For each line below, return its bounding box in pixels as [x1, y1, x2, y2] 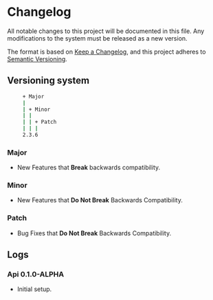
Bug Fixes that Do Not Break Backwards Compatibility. [16, 228, 172, 237]
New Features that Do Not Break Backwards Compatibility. [16, 196, 183, 204]
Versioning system [7, 75, 90, 87]
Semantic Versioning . [7, 54, 67, 63]
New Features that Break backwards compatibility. [16, 163, 161, 172]
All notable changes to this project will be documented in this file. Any [7, 27, 205, 35]
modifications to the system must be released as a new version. [7, 34, 188, 42]
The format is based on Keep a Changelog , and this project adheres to [7, 47, 206, 56]
